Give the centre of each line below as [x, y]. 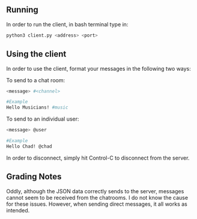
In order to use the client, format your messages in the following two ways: [98, 68]
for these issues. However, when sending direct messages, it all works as [97, 204]
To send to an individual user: [43, 119]
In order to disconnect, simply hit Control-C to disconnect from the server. [98, 158]
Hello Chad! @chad [29, 146]
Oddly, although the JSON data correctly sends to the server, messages [95, 191]
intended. [18, 210]
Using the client [36, 54]
